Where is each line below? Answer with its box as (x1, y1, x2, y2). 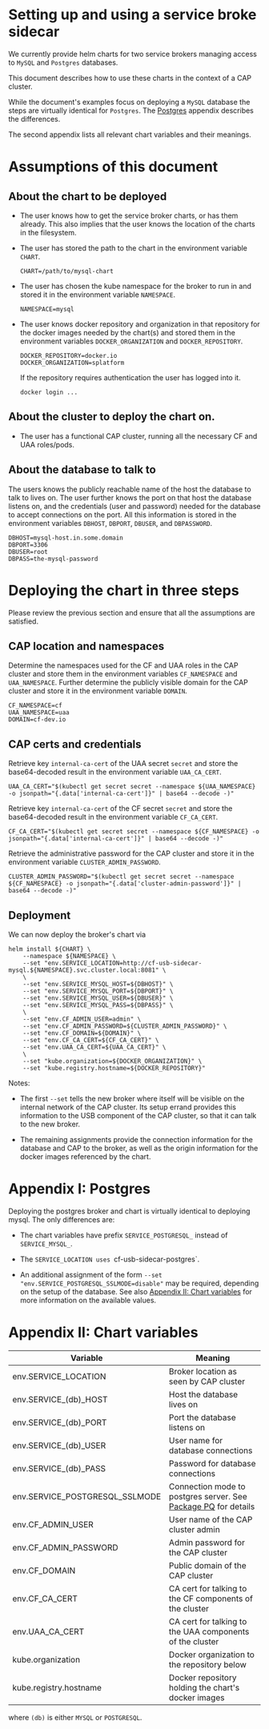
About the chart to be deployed (8, 190, 167, 203)
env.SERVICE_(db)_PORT (12, 1417, 107, 1428)
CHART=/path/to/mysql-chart (19, 267, 114, 275)
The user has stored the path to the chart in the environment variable (19, 243, 248, 253)
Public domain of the (168, 1559, 247, 1571)
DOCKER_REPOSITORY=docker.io (19, 351, 118, 359)
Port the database (168, 1411, 236, 1422)
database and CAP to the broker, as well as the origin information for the (19, 1143, 259, 1153)
